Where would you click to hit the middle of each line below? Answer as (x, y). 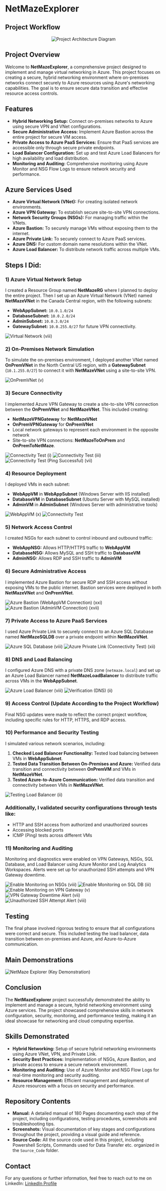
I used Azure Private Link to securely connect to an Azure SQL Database (79, 631)
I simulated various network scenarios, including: (55, 743)
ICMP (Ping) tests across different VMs (52, 835)
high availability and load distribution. (50, 158)
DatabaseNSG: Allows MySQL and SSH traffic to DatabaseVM (76, 553)
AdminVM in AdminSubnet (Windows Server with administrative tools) (85, 505)
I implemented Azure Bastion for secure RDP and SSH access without (76, 582)
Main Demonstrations (39, 960)
